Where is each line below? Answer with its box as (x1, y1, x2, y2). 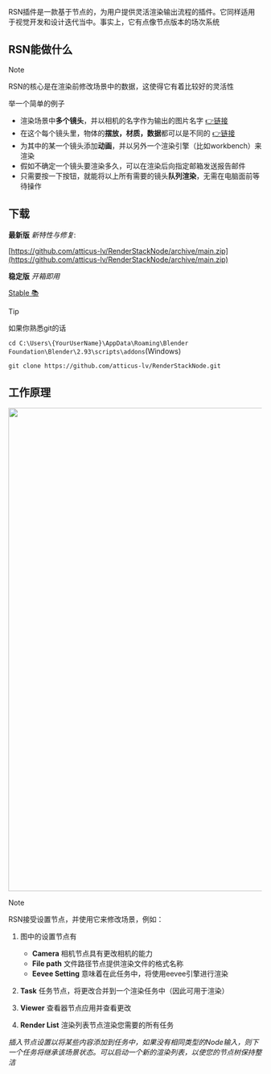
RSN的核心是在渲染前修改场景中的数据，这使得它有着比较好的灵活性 (8, 81, 235, 91)
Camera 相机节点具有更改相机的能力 (31, 949, 153, 959)
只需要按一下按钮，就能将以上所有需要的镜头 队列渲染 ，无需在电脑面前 (19, 171, 253, 180)
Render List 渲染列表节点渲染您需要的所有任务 (19, 1020, 175, 1030)
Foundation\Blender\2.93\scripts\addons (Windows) (8, 346, 182, 356)
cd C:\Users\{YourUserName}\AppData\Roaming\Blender (8, 339, 189, 347)
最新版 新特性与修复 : (8, 230, 76, 239)
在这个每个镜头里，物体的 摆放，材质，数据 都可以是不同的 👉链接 (19, 128, 236, 138)
